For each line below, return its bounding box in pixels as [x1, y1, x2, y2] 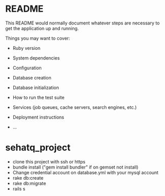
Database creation [12, 74, 52, 80]
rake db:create [12, 175, 44, 181]
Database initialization [12, 85, 60, 91]
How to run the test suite [12, 94, 65, 100]
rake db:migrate [12, 180, 46, 186]
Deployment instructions [12, 114, 65, 120]
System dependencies [12, 54, 60, 61]
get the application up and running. [5, 25, 79, 31]
